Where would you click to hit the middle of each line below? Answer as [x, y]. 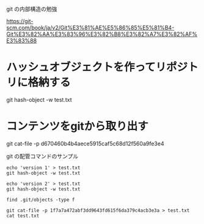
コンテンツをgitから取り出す [77, 126]
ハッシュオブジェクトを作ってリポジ [97, 67]
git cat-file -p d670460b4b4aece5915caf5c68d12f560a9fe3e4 [85, 143]
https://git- [20, 21]
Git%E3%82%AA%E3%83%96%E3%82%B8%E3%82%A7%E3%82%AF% [102, 34]
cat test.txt [23, 215]
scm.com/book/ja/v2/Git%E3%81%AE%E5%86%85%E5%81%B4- [90, 27]
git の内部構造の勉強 [32, 9]
